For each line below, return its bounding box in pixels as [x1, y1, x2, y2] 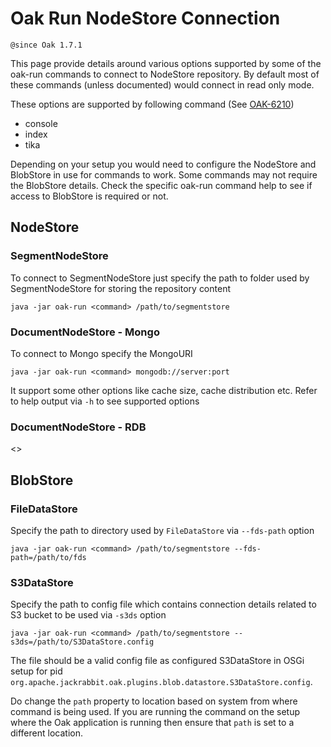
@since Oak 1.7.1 [10, 40, 83, 50]
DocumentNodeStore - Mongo [10, 325, 160, 339]
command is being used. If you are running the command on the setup [10, 706, 300, 718]
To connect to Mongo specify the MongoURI [10, 347, 193, 359]
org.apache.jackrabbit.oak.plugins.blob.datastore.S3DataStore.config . [10, 676, 313, 688]
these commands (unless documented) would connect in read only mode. [10, 78, 315, 91]
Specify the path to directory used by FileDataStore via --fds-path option [10, 524, 315, 536]
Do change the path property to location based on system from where [10, 695, 298, 707]
